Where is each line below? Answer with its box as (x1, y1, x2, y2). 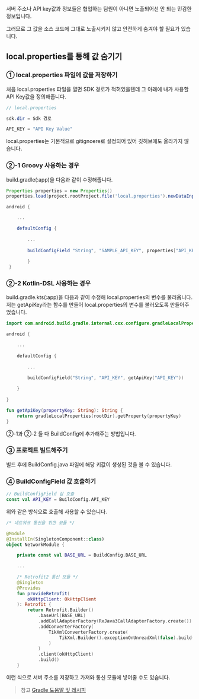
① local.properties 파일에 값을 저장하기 (6, 71, 118, 79)
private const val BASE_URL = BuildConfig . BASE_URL (17, 552, 147, 558)
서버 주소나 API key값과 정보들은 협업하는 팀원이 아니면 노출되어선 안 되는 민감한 (6, 5, 192, 12)
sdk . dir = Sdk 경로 (6, 115, 52, 122)
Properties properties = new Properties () (6, 188, 113, 194)
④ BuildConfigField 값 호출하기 (6, 477, 97, 485)
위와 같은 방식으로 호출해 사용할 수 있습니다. (6, 508, 108, 515)
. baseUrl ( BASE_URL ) (37, 613, 86, 619)
